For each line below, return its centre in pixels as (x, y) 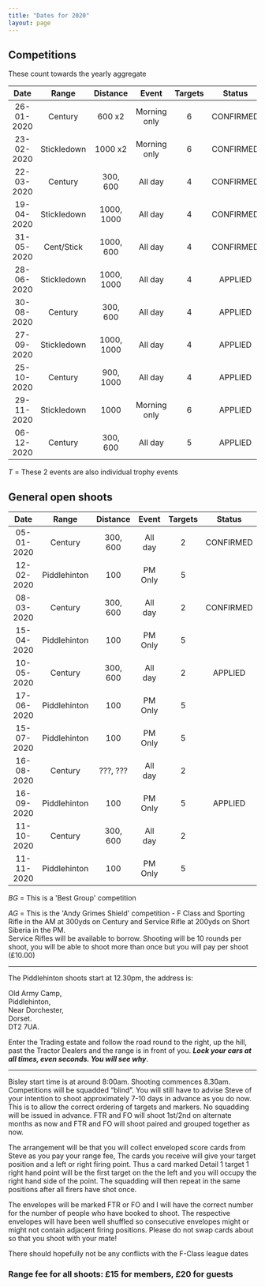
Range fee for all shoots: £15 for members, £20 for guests (121, 1274)
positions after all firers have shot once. (73, 1190)
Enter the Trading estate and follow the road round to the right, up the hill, (127, 1042)
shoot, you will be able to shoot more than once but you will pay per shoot (128, 947)
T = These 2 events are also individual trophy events (93, 472)
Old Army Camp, (35, 994)
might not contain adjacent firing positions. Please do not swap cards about (131, 1230)
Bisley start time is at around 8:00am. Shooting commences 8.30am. (119, 1082)
